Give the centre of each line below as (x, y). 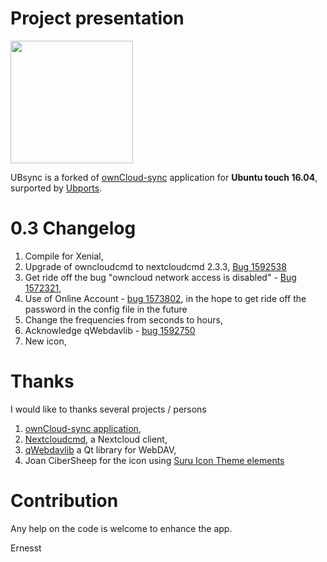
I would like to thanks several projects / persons (108, 409)
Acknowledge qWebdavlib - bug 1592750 (110, 330)
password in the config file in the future (106, 309)
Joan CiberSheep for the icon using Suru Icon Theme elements (154, 460)
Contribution (64, 501)
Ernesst (26, 548)
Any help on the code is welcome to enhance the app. (121, 528)
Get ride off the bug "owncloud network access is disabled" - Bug (160, 277)
